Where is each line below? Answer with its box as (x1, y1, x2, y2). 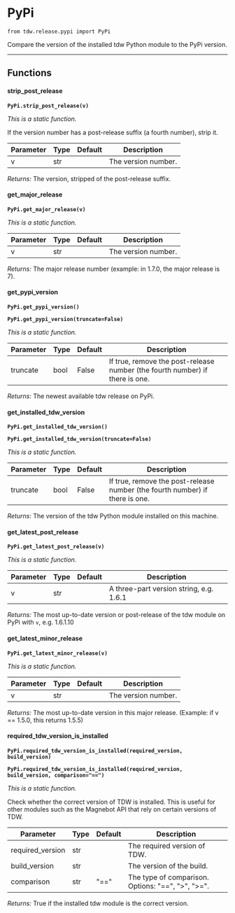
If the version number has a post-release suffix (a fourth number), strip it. (7, 128, 218, 136)
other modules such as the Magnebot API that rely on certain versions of (7, 805, 217, 813)
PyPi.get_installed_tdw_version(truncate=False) (7, 436, 152, 443)
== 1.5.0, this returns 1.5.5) (7, 716, 84, 724)
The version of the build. (128, 861, 208, 870)
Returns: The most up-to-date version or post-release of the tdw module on (7, 611, 226, 619)
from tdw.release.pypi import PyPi (7, 28, 111, 35)
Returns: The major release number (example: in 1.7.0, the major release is (7, 264, 220, 273)
